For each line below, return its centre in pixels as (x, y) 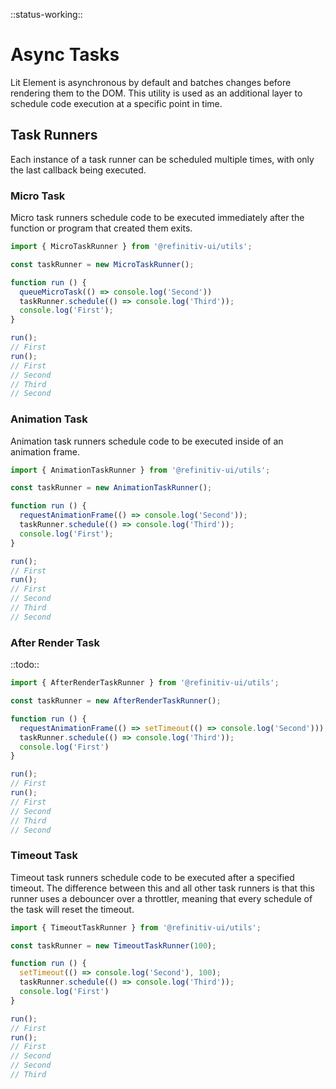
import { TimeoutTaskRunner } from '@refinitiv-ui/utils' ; (136, 927)
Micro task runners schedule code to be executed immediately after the (157, 218)
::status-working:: (46, 14)
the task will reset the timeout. (72, 909)
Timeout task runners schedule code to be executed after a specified (152, 877)
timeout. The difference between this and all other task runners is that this (162, 888)
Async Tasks (65, 55)
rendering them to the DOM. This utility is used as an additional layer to (156, 93)
